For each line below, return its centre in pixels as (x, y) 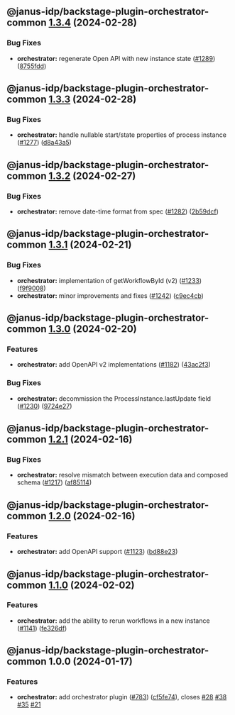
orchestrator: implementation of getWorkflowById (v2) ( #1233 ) (109, 280)
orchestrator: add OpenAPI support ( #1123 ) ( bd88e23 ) (97, 552)
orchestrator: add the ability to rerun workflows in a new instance (113, 621)
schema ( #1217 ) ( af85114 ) (54, 482)
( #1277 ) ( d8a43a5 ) (44, 143)
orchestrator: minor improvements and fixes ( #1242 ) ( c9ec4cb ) (110, 295)
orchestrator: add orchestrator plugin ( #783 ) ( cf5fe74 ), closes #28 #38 (122, 697)
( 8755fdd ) (32, 66)
